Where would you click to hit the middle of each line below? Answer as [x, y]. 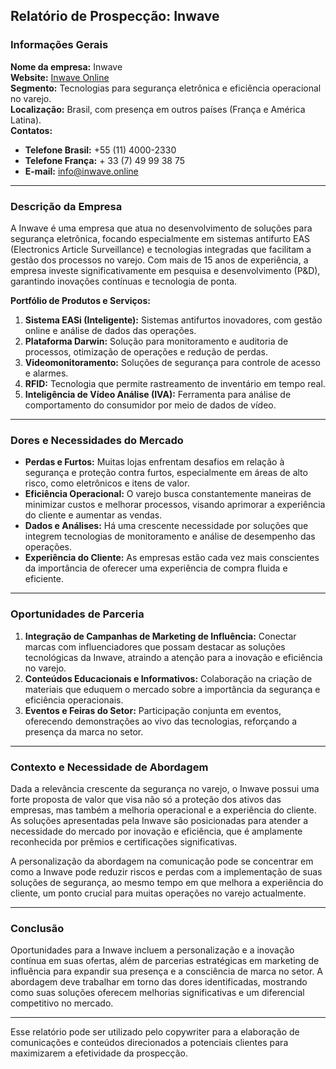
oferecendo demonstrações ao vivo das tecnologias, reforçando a [161, 721]
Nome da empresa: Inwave [66, 66]
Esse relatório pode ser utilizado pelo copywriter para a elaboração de [155, 1032]
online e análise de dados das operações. [110, 330]
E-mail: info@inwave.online [81, 171]
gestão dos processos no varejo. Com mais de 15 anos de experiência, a [159, 260]
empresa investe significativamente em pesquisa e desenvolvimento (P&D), [165, 270]
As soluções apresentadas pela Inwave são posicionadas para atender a [159, 820]
